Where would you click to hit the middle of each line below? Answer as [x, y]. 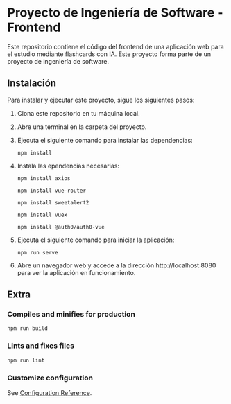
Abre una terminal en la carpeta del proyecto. [82, 127]
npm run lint [26, 360]
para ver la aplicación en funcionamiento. [76, 272]
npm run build [28, 328]
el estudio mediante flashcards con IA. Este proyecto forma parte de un [109, 54]
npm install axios [44, 178]
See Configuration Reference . [50, 393]
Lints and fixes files [41, 346]
